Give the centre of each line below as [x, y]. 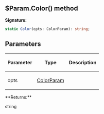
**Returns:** [18, 97]
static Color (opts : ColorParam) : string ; [48, 29]
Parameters [23, 44]
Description [83, 62]
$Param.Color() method [42, 8]
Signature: [16, 20]
